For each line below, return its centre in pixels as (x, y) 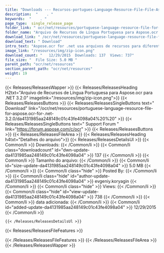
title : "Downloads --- (28, 10)
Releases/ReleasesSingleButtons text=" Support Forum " (62, 124)
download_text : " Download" (34, 42)
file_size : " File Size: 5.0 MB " (41, 60)
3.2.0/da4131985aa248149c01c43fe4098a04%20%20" (61, 119)
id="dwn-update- (72, 150)
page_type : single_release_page (39, 23)
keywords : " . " (26, 19)
